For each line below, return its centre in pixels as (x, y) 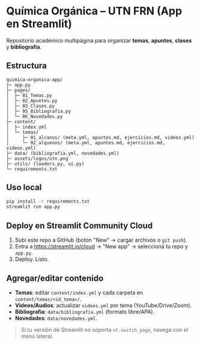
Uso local (24, 188)
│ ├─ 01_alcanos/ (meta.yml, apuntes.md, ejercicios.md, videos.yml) (101, 137)
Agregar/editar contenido (55, 278)
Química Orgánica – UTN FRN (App (94, 11)
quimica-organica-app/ (35, 79)
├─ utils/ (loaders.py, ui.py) (45, 163)
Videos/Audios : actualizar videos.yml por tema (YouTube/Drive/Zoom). (103, 305)
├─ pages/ (19, 90)
